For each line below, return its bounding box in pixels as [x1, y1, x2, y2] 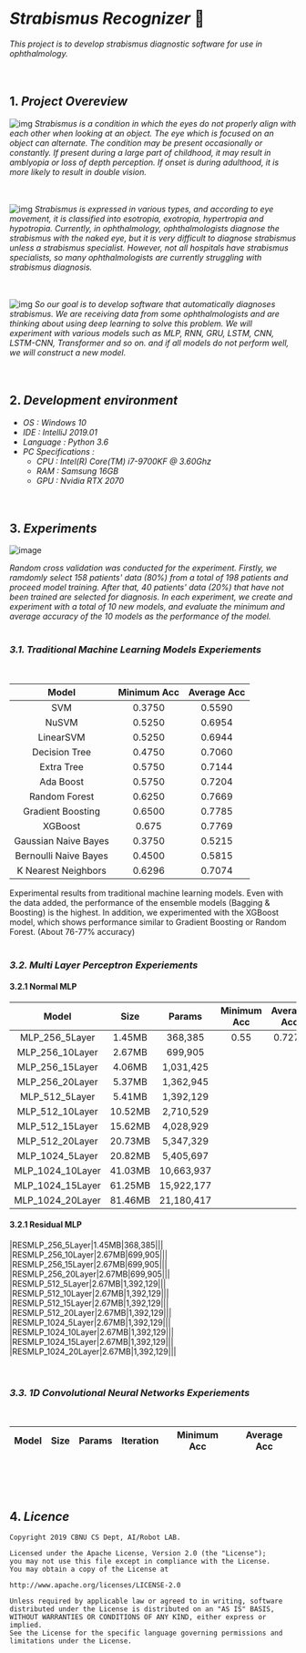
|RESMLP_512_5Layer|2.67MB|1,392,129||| [9, 1278, 167, 1289]
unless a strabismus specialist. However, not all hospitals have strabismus [9, 241, 289, 253]
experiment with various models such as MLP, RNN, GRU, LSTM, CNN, [9, 327, 275, 338]
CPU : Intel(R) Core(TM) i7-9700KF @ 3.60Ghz [36, 456, 212, 467]
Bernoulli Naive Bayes [15, 849, 109, 862]
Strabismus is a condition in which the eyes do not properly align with [35, 118, 297, 128]
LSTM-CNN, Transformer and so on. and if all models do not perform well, [9, 337, 290, 348]
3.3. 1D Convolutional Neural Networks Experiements [9, 1386, 250, 1399]
